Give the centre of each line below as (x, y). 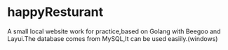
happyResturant (55, 12)
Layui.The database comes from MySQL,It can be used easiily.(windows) (113, 38)
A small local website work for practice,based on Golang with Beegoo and (114, 31)
